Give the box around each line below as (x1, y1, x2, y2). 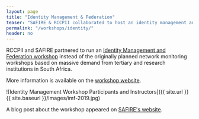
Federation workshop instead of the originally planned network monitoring (6, 53, 188, 60)
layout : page (6, 8, 38, 15)
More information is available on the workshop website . (6, 77, 142, 84)
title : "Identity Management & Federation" (6, 14, 115, 20)
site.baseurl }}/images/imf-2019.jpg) (11, 95, 101, 102)
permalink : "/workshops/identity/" (6, 25, 94, 31)
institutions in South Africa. (6, 65, 72, 72)
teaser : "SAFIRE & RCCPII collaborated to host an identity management (6, 19, 187, 25)
